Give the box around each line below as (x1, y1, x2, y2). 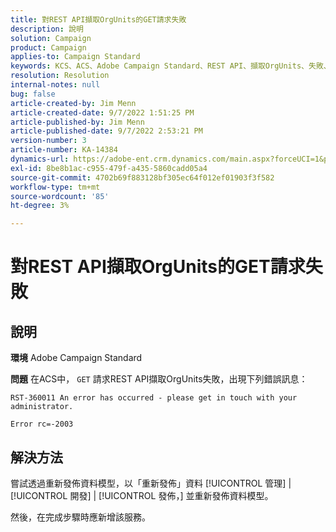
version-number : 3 (10, 136, 87, 146)
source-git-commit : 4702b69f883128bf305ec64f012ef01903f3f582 (10, 172, 275, 183)
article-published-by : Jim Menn (10, 117, 145, 127)
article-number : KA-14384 (10, 145, 118, 155)
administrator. (10, 402, 74, 412)
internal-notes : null (10, 80, 101, 90)
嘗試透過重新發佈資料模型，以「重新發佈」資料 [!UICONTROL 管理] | (10, 477, 292, 489)
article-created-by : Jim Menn (10, 98, 137, 108)
